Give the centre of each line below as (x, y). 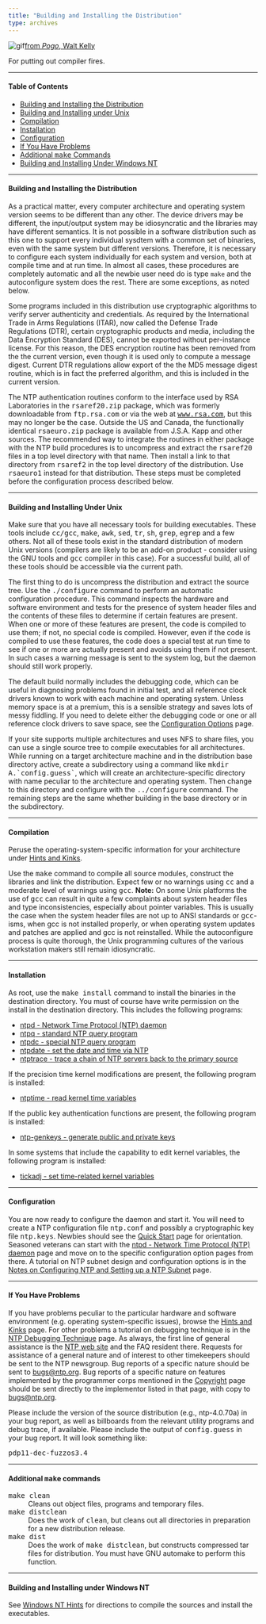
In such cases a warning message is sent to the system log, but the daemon (132, 658)
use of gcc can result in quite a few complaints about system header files (128, 899)
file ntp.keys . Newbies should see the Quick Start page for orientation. (125, 1236)
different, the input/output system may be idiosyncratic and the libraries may (133, 223)
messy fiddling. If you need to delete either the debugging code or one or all (133, 715)
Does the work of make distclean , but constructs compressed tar (139, 1545)
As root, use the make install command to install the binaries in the (122, 993)
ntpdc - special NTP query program (78, 1042)
